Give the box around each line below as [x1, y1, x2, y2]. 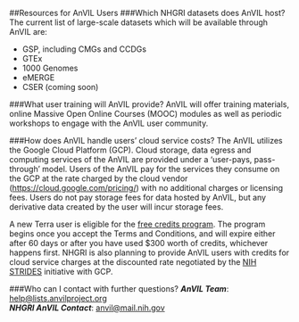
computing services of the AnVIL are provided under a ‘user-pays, [9, 154, 253, 164]
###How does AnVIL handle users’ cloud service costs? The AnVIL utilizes [9, 136, 283, 145]
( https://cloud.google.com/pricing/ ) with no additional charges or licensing [9, 183, 284, 193]
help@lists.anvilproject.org [9, 293, 107, 303]
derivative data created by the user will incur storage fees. [9, 202, 224, 212]
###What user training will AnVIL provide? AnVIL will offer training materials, [9, 99, 290, 110]
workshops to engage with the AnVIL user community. [9, 118, 209, 128]
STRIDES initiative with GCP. [9, 267, 113, 277]
